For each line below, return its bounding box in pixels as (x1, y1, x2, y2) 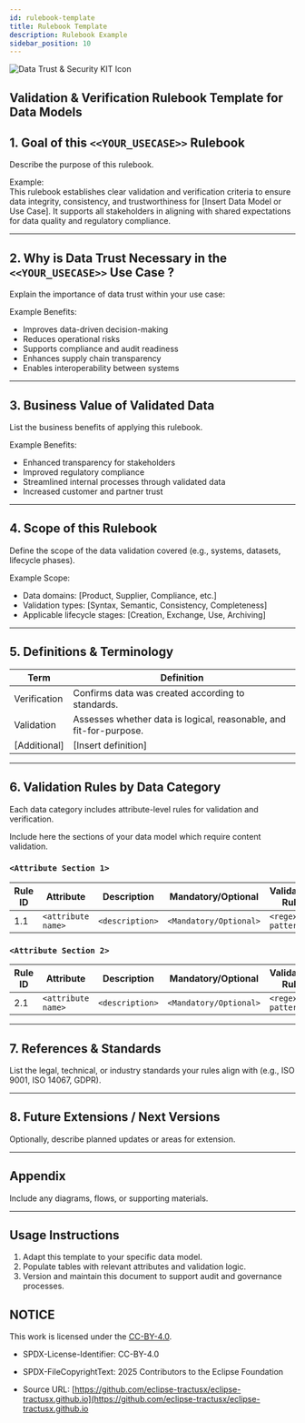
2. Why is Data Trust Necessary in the (9, 250, 227, 266)
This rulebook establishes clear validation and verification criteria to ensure (9, 187, 291, 197)
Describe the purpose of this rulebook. (9, 159, 154, 170)
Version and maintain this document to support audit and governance (22, 1271, 282, 1282)
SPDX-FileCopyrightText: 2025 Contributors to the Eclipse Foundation (22, 1367, 284, 1378)
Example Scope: (9, 572, 71, 583)
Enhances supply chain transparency (22, 353, 162, 364)
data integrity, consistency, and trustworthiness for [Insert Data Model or (9, 197, 281, 207)
